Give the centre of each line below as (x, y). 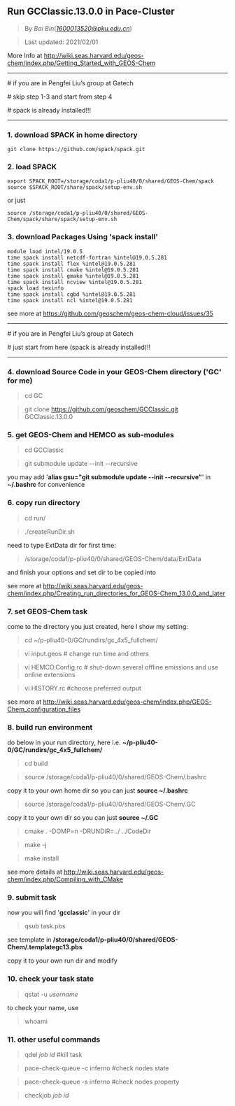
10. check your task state (51, 979)
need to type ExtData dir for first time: (62, 545)
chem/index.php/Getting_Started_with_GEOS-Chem (81, 63)
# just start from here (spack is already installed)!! (79, 347)
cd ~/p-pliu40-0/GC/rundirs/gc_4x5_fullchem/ (91, 640)
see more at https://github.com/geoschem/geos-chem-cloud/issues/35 (110, 313)
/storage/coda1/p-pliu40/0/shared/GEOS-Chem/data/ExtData (113, 558)
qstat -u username (51, 994)
